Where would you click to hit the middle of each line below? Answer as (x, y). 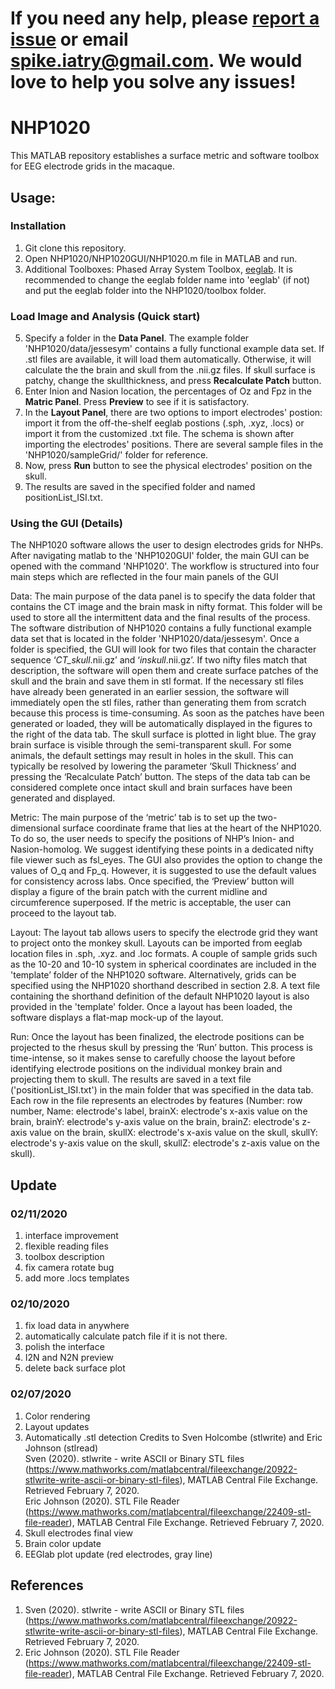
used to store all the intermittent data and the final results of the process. (160, 618)
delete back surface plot (75, 1368)
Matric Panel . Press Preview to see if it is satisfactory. (137, 402)
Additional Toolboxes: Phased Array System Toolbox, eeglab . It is (158, 269)
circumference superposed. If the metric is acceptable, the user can (151, 903)
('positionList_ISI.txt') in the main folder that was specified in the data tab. (162, 1090)
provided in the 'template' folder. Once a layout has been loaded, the (151, 1007)
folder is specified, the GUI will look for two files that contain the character (163, 649)
